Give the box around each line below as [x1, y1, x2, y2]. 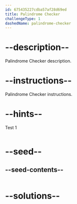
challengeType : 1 [5, 16, 41, 21]
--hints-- [5, 109, 43, 120]
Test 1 [5, 125, 17, 131]
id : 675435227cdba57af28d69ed [5, 7, 67, 12]
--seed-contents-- [5, 165, 64, 174]
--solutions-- [5, 190, 60, 202]
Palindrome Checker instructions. [5, 91, 73, 97]
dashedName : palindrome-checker [5, 21, 71, 26]
